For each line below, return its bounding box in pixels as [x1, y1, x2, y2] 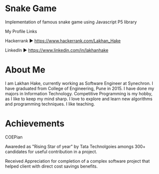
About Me [5, 64, 45, 75]
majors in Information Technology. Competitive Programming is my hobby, [5, 90, 153, 96]
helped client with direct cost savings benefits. [5, 163, 98, 169]
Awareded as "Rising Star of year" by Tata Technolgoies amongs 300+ [5, 143, 146, 149]
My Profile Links [5, 28, 37, 34]
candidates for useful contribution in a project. [5, 149, 98, 155]
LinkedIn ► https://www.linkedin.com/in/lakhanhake [5, 47, 109, 53]
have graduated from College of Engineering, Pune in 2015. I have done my [5, 86, 155, 91]
